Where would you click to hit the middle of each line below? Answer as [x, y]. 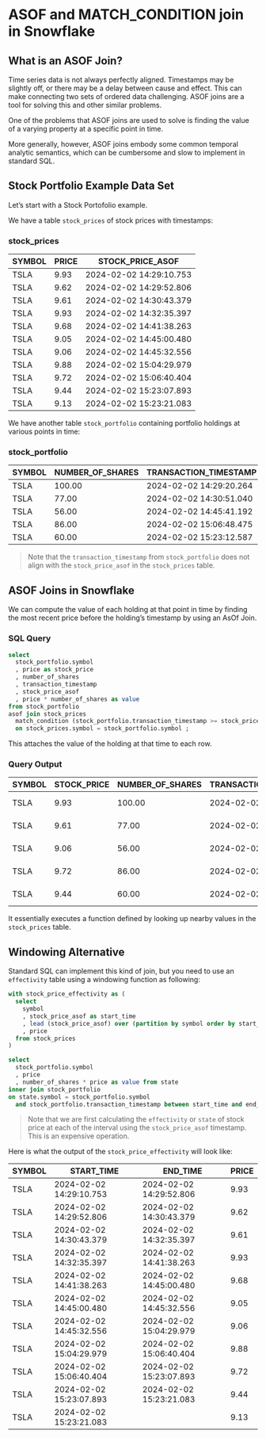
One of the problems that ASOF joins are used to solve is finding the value [129, 120]
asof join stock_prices [47, 714]
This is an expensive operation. [78, 1136]
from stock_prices [46, 1038]
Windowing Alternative [66, 952]
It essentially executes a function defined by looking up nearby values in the [132, 919]
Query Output [35, 764]
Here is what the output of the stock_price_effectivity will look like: [120, 1152]
